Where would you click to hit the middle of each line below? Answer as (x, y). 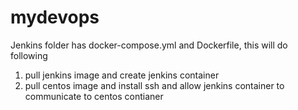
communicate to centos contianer (94, 96)
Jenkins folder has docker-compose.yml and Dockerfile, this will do (149, 45)
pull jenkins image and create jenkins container (122, 75)
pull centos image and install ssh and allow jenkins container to (154, 85)
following (29, 55)
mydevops (55, 17)
